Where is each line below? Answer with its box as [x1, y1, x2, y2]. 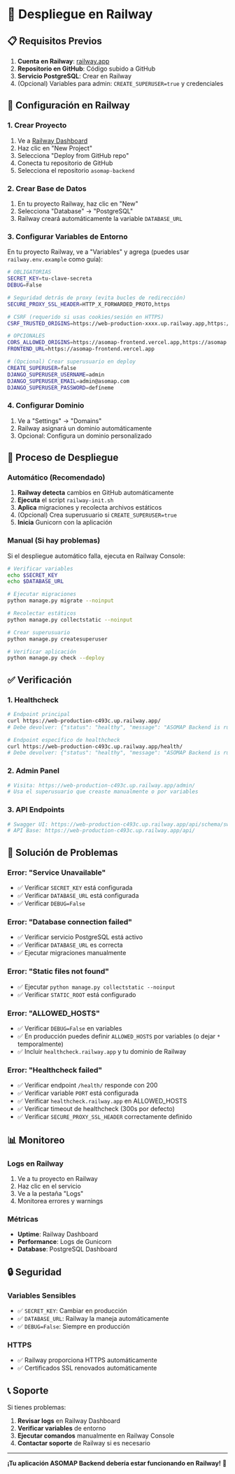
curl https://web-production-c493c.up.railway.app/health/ [7, 743, 183, 750]
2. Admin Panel [7, 766, 59, 775]
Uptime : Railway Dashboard [17, 1230, 99, 1238]
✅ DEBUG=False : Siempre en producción [17, 1322, 131, 1331]
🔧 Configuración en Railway [7, 99, 131, 111]
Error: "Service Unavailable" [7, 867, 106, 877]
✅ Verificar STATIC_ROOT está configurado [17, 990, 136, 999]
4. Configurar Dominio [7, 401, 85, 410]
